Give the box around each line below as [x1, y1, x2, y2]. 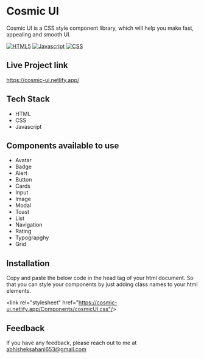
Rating [15, 228, 32, 235]
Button [15, 176, 32, 183]
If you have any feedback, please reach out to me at [6, 339, 137, 346]
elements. [6, 287, 32, 295]
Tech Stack [6, 94, 50, 104]
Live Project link [6, 60, 68, 70]
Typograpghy [15, 234, 49, 241]
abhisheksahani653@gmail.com [6, 346, 87, 353]
